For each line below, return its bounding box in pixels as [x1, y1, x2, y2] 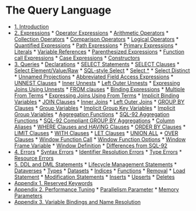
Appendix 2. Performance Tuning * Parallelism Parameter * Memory [14, 186, 179, 193]
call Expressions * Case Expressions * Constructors [14, 54, 140, 61]
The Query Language [5, 4, 112, 17]
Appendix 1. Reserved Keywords [14, 179, 93, 186]
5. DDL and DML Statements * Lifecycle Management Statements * [14, 160, 177, 168]
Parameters [14, 192, 43, 199]
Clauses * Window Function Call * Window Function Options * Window [14, 136, 186, 143]
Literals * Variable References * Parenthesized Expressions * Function [14, 48, 185, 55]
